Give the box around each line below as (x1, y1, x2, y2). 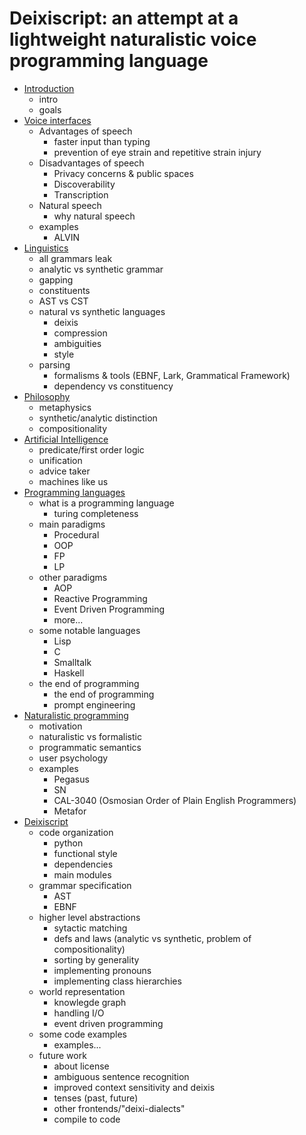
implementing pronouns (53, 964, 152, 976)
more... (53, 613, 84, 626)
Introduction (23, 82, 75, 94)
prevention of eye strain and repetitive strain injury (53, 146, 262, 158)
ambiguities (53, 337, 102, 349)
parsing (38, 358, 71, 371)
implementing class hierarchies (53, 975, 182, 987)
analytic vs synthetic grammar (38, 263, 164, 275)
